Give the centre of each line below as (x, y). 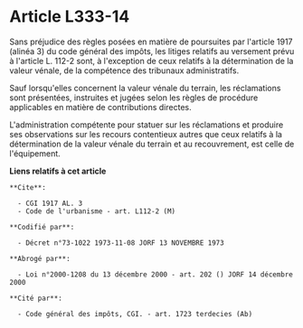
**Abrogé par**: (40, 258)
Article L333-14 (70, 17)
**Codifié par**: (42, 227)
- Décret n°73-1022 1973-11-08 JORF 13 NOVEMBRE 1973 (121, 243)
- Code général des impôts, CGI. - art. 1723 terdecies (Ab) (135, 314)
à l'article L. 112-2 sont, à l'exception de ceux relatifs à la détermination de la (151, 61)
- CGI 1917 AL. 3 (50, 203)
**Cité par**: (36, 298)
